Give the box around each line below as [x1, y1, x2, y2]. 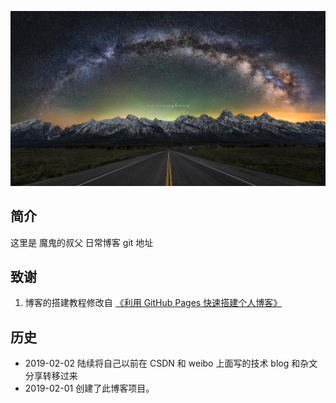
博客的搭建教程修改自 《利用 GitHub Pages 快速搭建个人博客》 [24, 297, 283, 309]
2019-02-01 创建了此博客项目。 [24, 382, 155, 395]
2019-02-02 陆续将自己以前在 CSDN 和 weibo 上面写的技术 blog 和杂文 [24, 357, 318, 370]
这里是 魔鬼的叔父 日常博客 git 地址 [10, 236, 154, 248]
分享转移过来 [24, 370, 78, 382]
